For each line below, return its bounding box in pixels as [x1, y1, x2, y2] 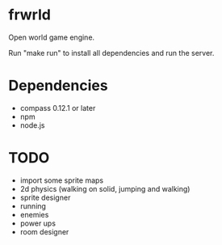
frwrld [8, 6, 51, 24]
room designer [19, 226, 69, 236]
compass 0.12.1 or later [19, 103, 96, 112]
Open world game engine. [8, 32, 95, 42]
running [19, 201, 47, 211]
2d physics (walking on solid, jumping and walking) [19, 184, 191, 193]
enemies [19, 209, 49, 219]
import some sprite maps [19, 175, 103, 185]
